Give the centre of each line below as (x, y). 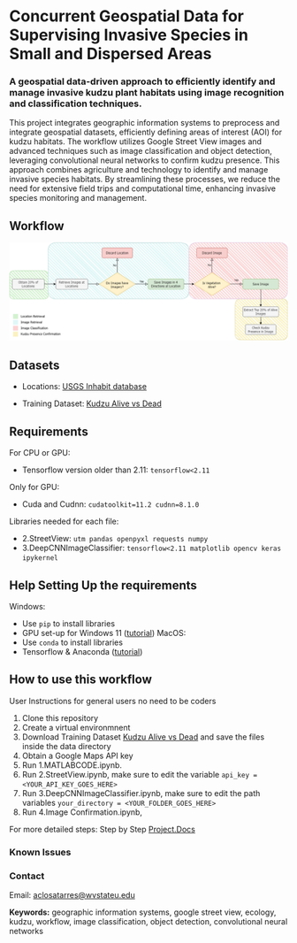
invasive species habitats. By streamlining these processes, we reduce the (145, 180)
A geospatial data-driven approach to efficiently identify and (142, 81)
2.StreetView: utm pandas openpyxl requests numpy (115, 539)
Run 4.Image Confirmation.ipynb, (82, 812)
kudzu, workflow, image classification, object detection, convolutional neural (148, 921)
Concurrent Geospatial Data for (127, 16)
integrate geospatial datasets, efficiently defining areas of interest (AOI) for (146, 132)
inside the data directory (67, 746)
